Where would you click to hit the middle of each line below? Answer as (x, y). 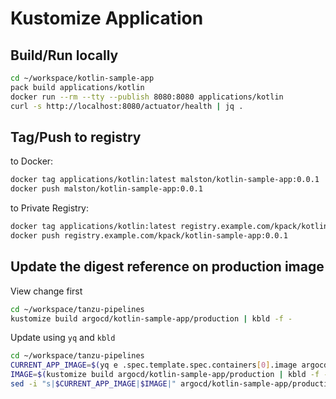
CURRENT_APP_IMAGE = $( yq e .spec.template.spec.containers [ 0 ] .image (154, 365)
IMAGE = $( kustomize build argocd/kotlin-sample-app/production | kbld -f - (169, 375)
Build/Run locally (64, 55)
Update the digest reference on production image (167, 267)
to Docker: (32, 161)
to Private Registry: (50, 208)
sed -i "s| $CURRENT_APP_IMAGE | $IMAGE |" (93, 384)
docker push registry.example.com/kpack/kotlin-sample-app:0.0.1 (149, 235)
